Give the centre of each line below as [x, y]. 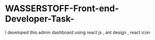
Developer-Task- [40, 19]
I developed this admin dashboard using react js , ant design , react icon [78, 32]
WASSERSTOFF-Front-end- [62, 9]
